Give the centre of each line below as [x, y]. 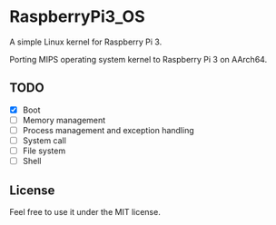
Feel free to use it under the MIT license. [85, 211]
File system [44, 151]
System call [44, 140]
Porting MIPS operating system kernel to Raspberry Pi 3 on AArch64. [138, 59]
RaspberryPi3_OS [77, 17]
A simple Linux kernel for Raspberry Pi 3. [86, 42]
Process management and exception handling [108, 130]
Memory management [64, 120]
